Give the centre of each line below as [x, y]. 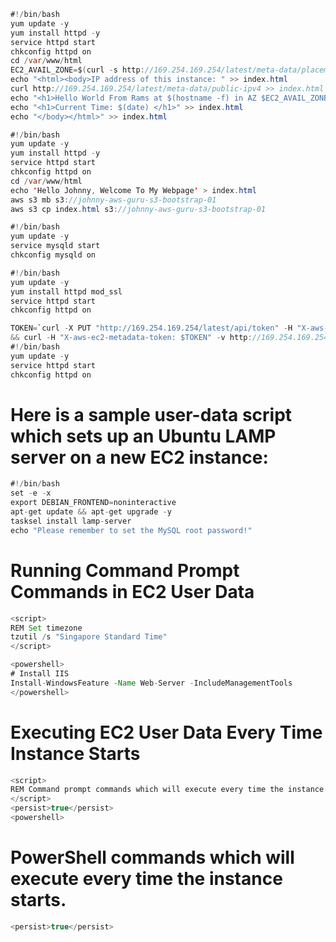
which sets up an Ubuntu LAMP [143, 436]
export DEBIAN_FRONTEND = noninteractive [93, 503]
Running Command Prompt [125, 570]
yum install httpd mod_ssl [66, 291]
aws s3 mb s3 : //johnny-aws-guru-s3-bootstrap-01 [113, 200]
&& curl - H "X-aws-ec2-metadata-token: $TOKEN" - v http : [131, 338]
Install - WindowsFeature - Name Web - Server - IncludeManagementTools [151, 683]
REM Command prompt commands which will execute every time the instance [167, 790]
